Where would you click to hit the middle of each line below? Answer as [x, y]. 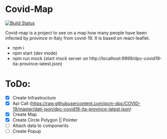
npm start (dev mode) [35, 53]
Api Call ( [22, 103]
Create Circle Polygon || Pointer [45, 120]
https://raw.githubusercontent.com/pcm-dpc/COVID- [86, 103]
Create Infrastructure [34, 97]
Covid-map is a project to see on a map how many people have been [76, 32]
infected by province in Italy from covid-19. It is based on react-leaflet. [77, 38]
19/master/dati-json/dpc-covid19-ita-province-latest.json [71, 109]
